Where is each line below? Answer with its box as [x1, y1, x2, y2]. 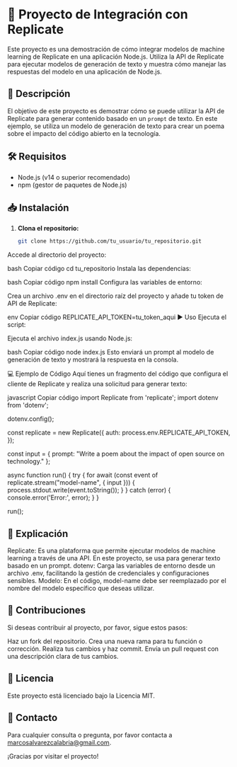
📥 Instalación [7, 202, 69, 214]
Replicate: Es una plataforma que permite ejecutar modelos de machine [7, 546, 216, 555]
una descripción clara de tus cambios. [7, 652, 119, 660]
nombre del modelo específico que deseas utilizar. [7, 584, 155, 593]
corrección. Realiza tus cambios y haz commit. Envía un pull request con [7, 644, 219, 653]
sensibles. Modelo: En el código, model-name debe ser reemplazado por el [7, 577, 226, 585]
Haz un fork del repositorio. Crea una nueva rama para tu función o [7, 637, 203, 645]
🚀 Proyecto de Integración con [7, 6, 189, 23]
